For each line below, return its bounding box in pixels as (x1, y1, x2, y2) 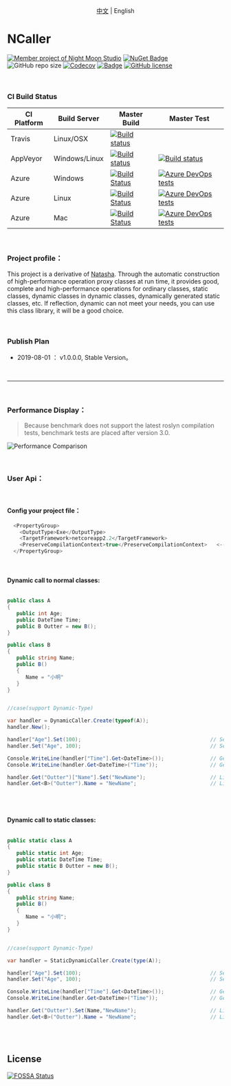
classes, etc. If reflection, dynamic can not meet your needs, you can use (7, 299, 215, 307)
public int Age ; (16, 610, 63, 617)
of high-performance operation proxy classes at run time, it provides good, (7, 277, 219, 285)
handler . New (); (7, 724, 51, 731)
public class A (7, 597, 51, 604)
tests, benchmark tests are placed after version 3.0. (23, 429, 170, 437)
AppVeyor (10, 154, 43, 164)
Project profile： (7, 254, 63, 264)
